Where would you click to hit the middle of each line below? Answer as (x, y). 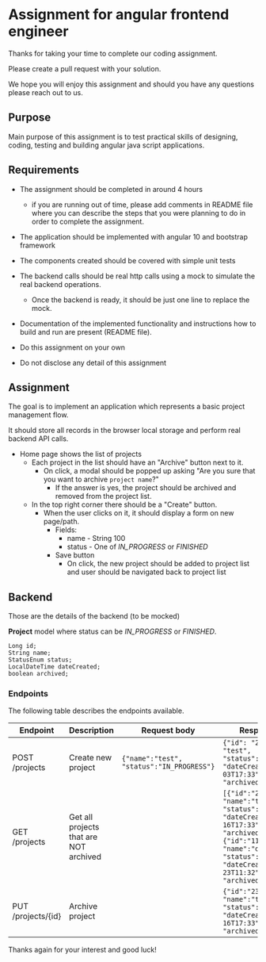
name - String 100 (96, 538)
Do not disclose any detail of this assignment (93, 362)
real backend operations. (60, 284)
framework (38, 245)
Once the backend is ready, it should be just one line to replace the (141, 300)
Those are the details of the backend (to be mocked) (94, 616)
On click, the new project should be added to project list (158, 564)
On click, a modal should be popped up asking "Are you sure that (149, 471)
